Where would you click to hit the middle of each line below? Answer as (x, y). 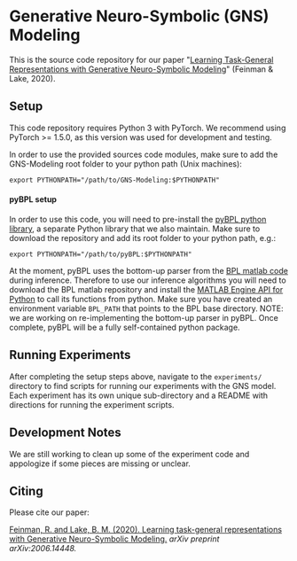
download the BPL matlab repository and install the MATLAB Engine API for (146, 289)
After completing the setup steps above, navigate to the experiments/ (136, 376)
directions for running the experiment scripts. (92, 404)
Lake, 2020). (32, 78)
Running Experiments (70, 355)
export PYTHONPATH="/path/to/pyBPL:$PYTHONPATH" (101, 254)
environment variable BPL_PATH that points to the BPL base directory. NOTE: (146, 308)
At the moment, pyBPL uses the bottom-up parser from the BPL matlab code (148, 270)
